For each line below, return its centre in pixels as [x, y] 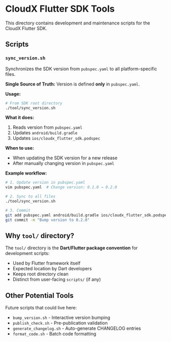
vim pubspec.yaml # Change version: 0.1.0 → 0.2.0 [61, 187]
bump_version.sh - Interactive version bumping [61, 318]
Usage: [13, 94]
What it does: [20, 118]
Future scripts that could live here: [41, 308]
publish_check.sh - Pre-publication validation [60, 323]
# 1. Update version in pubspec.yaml [45, 183]
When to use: [20, 148]
